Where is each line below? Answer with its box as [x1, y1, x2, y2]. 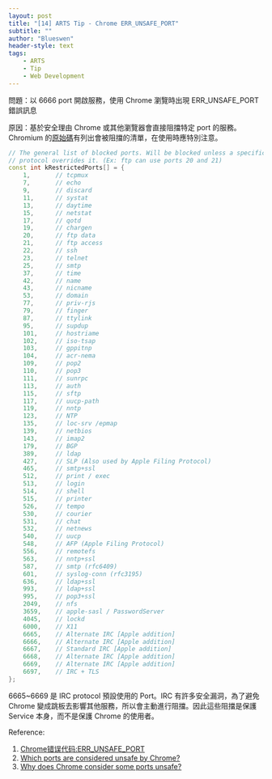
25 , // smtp [23, 261, 82, 269]
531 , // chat [23, 517, 82, 526]
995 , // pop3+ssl [23, 592, 96, 601]
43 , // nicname [23, 284, 92, 292]
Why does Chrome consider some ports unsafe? [19, 761, 182, 771]
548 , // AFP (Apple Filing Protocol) [23, 540, 164, 548]
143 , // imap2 [23, 434, 85, 442]
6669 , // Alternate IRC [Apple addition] [23, 660, 176, 668]
